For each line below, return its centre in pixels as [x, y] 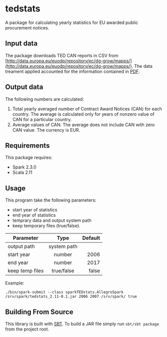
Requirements [27, 145]
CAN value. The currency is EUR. [46, 130]
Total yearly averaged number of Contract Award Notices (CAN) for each [87, 109]
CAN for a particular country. [42, 119]
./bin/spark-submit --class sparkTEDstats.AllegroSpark [64, 292]
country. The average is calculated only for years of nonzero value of [83, 114]
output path [21, 246]
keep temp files [26, 271]
